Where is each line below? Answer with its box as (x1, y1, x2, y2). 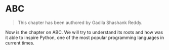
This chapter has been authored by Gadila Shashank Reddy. (17, 19, 143, 25)
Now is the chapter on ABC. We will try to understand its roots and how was (5, 29, 163, 35)
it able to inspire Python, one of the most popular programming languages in (5, 34, 164, 40)
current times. (5, 39, 34, 45)
